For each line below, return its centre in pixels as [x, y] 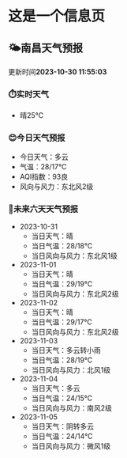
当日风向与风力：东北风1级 [75, 255]
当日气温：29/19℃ [62, 284]
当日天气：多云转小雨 [66, 350]
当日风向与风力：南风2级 [72, 407]
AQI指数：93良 [44, 176]
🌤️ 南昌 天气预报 [46, 48]
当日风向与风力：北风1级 [71, 369]
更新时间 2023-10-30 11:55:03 [58, 72]
